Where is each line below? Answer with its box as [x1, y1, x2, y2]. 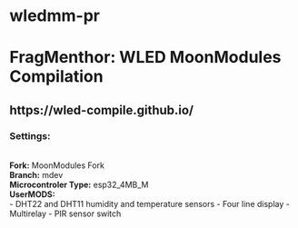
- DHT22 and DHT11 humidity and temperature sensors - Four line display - [9, 199, 291, 210]
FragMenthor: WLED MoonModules [9, 47, 282, 68]
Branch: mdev [9, 170, 64, 181]
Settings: [9, 129, 51, 142]
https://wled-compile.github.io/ [9, 102, 194, 118]
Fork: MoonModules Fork [9, 160, 104, 171]
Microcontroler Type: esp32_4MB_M [9, 179, 149, 191]
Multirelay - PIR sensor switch [9, 208, 122, 219]
